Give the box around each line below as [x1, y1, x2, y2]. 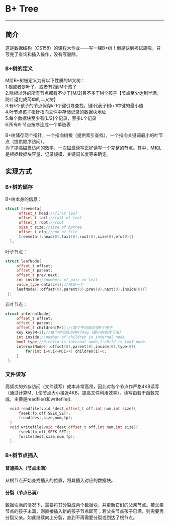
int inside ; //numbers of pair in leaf [16, 278, 98, 283]
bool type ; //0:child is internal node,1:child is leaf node [16, 339, 145, 344]
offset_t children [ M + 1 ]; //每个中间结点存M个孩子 [16, 325, 113, 331]
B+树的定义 [5, 65, 33, 72]
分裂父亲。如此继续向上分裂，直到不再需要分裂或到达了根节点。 [5, 514, 137, 520]
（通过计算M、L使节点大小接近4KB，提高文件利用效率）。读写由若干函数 [5, 389, 155, 396]
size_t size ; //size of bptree [18, 225, 82, 230]
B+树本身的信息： [5, 196, 42, 202]
